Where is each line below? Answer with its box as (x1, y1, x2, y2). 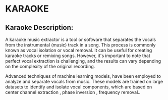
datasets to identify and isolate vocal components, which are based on (5, 84, 152, 90)
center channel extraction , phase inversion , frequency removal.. (5, 89, 141, 95)
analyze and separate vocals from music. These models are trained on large (5, 79, 163, 84)
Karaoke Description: (5, 23, 74, 32)
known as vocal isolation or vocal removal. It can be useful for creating (5, 47, 152, 53)
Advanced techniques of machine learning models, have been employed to (5, 73, 161, 79)
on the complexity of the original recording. (5, 64, 95, 69)
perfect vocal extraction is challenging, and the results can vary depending (5, 58, 161, 64)
